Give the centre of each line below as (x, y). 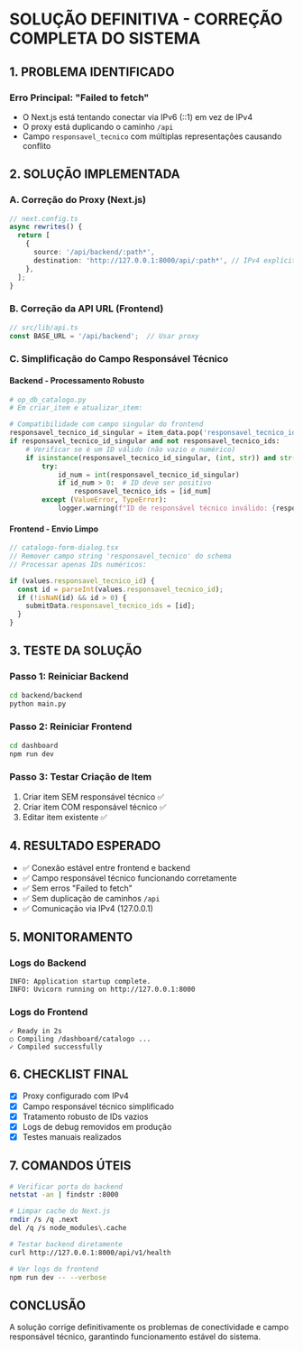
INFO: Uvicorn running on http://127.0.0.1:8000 (102, 990)
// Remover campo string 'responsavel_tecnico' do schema (120, 556)
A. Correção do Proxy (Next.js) (78, 200)
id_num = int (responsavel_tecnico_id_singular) (149, 475)
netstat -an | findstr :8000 (64, 1195)
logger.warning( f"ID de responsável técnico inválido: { (167, 509)
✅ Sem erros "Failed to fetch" (78, 888)
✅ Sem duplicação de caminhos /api (91, 898)
